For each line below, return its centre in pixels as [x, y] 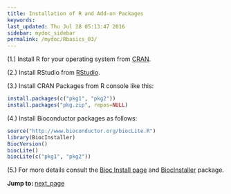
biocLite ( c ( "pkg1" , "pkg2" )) [49, 157]
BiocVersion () [28, 144]
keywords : [21, 20]
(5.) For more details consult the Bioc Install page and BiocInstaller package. [116, 170]
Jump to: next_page [36, 184]
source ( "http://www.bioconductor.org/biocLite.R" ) [82, 131]
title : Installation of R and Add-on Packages [75, 14]
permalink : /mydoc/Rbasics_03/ [52, 39]
